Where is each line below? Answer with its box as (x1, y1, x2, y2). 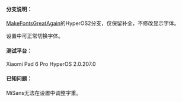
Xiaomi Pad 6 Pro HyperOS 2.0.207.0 (6, 60, 96, 68)
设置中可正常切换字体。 (6, 33, 63, 40)
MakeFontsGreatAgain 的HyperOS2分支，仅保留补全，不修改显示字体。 (6, 20, 180, 27)
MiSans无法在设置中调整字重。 (6, 89, 82, 96)
